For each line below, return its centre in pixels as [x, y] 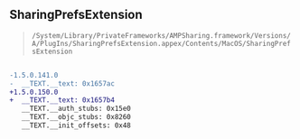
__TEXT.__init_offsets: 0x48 [76, 125]
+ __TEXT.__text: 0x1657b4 [62, 100]
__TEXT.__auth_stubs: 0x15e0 [76, 109]
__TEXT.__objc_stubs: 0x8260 [76, 117]
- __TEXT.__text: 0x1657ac [62, 83]
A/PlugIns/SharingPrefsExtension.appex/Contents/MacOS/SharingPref [161, 43]
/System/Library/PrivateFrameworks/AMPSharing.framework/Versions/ [161, 35]
